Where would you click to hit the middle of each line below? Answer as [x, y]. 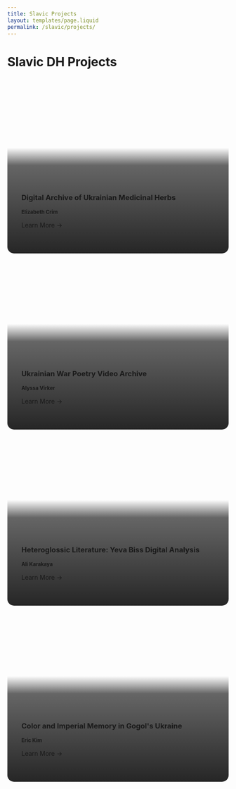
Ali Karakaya [37, 564]
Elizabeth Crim [40, 212]
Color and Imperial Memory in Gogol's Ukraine [102, 726]
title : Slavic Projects [42, 14]
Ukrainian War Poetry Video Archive [84, 373]
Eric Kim [32, 740]
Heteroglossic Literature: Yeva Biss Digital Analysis [111, 549]
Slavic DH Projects [62, 62]
